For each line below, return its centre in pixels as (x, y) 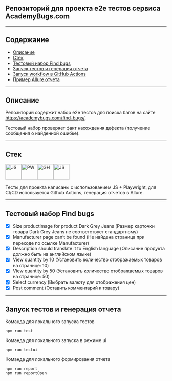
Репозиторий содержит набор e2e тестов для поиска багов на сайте (80, 113)
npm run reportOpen (26, 373)
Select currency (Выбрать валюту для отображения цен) (74, 282)
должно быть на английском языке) (52, 254)
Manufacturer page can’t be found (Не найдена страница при (79, 237)
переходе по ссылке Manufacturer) (51, 243)
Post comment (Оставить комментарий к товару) (66, 288)
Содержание (27, 40)
